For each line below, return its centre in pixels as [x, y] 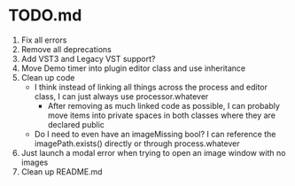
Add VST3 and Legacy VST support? [88, 58]
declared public [76, 124]
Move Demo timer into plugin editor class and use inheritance [133, 68]
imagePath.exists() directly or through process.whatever [137, 143]
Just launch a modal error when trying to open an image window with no [153, 152]
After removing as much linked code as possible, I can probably [164, 105]
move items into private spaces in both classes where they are [162, 115]
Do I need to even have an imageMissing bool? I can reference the [155, 134]
